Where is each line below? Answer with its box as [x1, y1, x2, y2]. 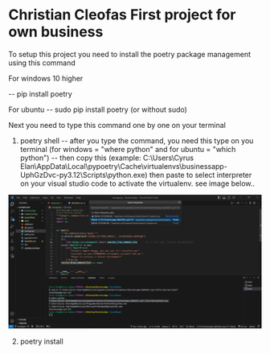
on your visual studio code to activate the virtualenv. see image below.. [19, 179, 256, 188]
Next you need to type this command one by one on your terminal [8, 120, 227, 130]
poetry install [19, 336, 64, 347]
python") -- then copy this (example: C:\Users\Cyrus [19, 153, 194, 163]
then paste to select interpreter [149, 170, 252, 179]
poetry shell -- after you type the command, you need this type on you [19, 135, 254, 146]
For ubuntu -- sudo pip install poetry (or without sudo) [8, 105, 187, 114]
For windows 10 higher [8, 73, 84, 83]
